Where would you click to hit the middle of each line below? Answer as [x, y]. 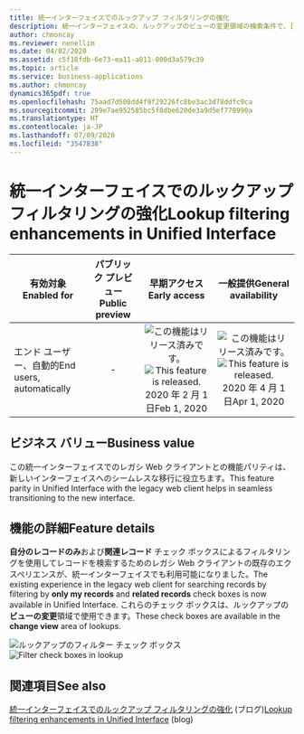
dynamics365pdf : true [50, 93]
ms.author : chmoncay [48, 85]
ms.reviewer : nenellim [52, 43]
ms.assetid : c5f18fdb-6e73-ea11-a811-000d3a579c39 [107, 60]
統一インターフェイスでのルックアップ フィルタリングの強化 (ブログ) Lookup [151, 710]
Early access [176, 295]
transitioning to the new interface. [72, 497]
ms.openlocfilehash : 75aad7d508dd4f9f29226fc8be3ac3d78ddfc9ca [131, 102]
